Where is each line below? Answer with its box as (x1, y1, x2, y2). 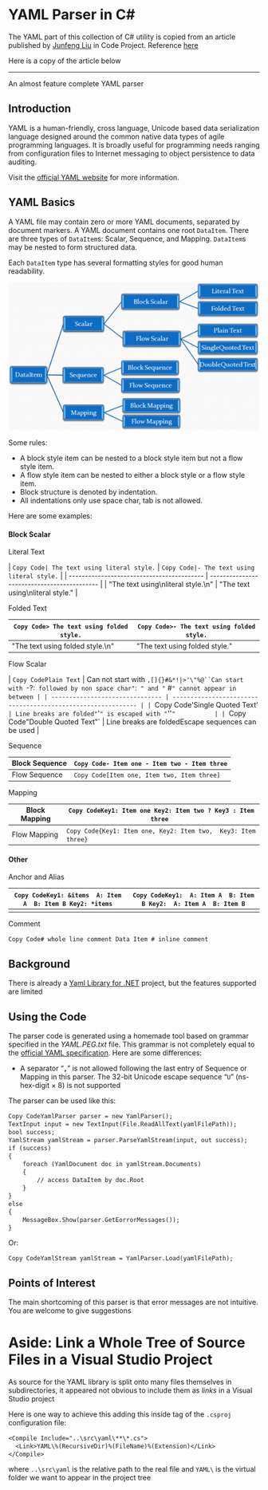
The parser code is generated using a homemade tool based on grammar (8, 1031, 249, 1041)
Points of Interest (8, 1276, 96, 1290)
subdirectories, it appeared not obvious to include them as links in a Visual (8, 1386, 253, 1395)
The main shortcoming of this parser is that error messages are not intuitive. (8, 1297, 258, 1307)
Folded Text (8, 604, 48, 613)
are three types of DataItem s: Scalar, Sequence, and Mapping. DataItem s (8, 234, 246, 243)
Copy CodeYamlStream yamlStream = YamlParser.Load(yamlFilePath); (8, 1255, 234, 1263)
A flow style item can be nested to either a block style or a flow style (19, 471, 246, 480)
